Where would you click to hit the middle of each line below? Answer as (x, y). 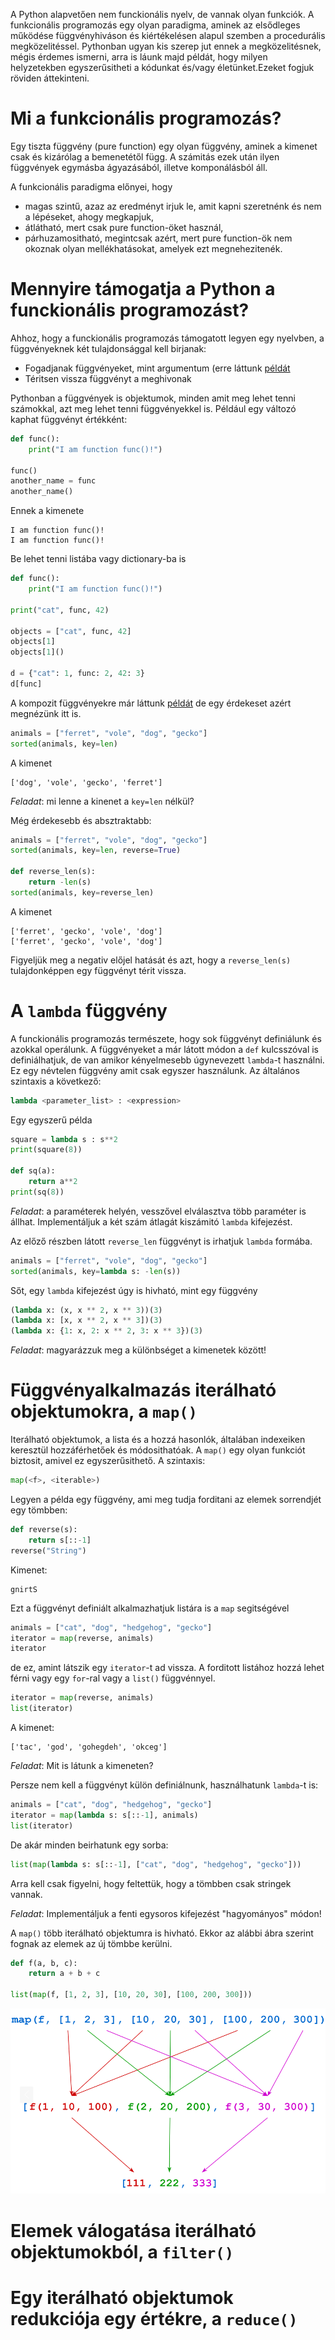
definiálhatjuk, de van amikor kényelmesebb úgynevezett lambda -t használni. (167, 1060)
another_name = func (53, 481)
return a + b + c (64, 1974)
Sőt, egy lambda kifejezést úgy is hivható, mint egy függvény (134, 1290)
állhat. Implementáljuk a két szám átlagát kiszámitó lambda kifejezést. (151, 1221)
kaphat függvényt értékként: (69, 419)
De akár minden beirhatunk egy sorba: (89, 1845)
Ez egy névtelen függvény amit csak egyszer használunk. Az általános (155, 1070)
